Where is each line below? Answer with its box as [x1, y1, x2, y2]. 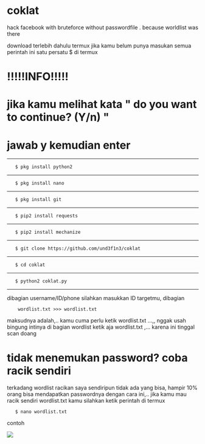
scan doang [7, 330, 37, 337]
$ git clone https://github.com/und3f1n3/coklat [15, 245, 141, 252]
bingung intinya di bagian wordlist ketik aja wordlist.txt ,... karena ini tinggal [7, 323, 195, 331]
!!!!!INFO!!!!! [7, 70, 69, 84]
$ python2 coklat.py [15, 278, 68, 284]
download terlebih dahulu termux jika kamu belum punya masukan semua [7, 42, 192, 49]
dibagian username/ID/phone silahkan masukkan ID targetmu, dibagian [7, 295, 185, 302]
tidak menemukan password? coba [7, 351, 188, 365]
